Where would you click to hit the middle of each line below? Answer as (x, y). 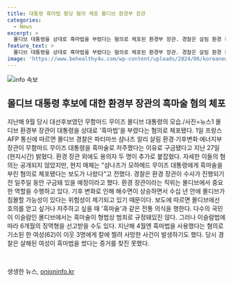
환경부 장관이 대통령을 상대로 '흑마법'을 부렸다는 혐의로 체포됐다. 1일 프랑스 (121, 130)
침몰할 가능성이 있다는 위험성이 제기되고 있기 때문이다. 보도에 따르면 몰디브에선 (114, 199)
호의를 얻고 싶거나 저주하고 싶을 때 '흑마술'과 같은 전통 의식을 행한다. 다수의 (109, 208)
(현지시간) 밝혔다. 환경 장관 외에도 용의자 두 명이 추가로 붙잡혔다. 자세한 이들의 (113, 156)
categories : (24, 20)
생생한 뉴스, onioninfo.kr (41, 271)
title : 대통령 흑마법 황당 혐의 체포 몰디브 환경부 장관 (77, 14)
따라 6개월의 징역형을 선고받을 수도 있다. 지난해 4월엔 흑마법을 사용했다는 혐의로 (115, 226)
